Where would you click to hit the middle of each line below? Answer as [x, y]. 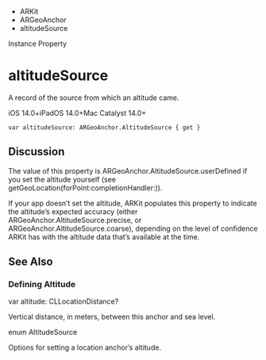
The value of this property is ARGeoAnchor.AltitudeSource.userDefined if [128, 170]
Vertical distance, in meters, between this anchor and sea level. [112, 317]
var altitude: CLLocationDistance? [64, 301]
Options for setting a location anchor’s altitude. [85, 347]
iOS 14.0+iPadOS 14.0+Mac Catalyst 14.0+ [77, 113]
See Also [31, 262]
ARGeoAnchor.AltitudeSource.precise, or [75, 220]
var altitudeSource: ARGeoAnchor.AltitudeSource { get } [104, 127]
